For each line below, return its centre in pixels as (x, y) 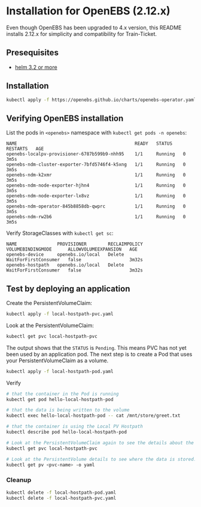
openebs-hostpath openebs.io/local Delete (65, 265)
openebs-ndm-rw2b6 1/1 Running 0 (96, 217)
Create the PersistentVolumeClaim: (49, 303)
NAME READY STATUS (89, 144)
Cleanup (19, 480)
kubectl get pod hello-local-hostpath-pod (60, 399)
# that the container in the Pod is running (63, 394)
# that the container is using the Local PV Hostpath (75, 427)
